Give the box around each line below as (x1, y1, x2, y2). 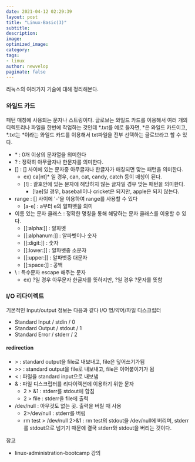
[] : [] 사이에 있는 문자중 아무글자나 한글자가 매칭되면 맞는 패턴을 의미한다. (14, 165, 183, 172)
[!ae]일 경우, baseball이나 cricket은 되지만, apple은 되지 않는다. (32, 188, 180, 195)
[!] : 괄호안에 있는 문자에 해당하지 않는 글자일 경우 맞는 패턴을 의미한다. (23, 180, 185, 187)
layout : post (6, 14, 38, 20)
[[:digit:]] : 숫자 (23, 239, 59, 246)
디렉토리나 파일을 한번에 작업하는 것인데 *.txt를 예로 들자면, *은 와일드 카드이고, (6, 124, 187, 131)
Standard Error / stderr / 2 (14, 331, 78, 338)
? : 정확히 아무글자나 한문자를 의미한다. (14, 158, 104, 165)
